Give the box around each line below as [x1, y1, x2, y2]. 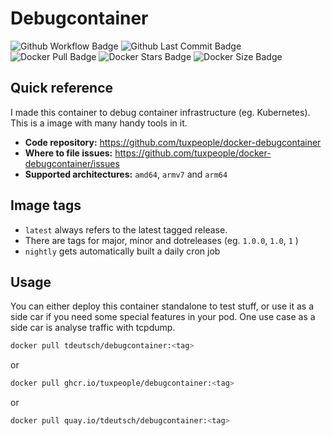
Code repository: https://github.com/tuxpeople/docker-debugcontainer [24, 136, 322, 148]
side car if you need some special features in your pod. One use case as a [10, 311, 316, 323]
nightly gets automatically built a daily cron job [24, 245, 221, 257]
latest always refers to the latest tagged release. [24, 223, 228, 236]
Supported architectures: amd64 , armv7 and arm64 [24, 168, 228, 180]
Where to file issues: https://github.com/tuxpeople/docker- [24, 147, 272, 159]
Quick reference [10, 80, 114, 97]
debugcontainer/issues [24, 157, 120, 169]
